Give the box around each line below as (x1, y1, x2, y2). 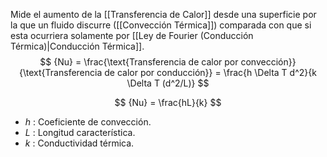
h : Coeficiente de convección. (24, 116, 152, 128)
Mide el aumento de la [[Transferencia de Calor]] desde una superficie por (10, 9, 317, 20)
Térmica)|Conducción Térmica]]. (10, 40, 145, 52)
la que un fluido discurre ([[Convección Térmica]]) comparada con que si (10, 19, 312, 31)
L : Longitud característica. (24, 127, 136, 138)
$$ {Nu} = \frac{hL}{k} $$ (114, 97, 222, 108)
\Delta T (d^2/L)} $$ (126, 77, 210, 89)
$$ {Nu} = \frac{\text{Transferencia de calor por (39, 56, 239, 68)
